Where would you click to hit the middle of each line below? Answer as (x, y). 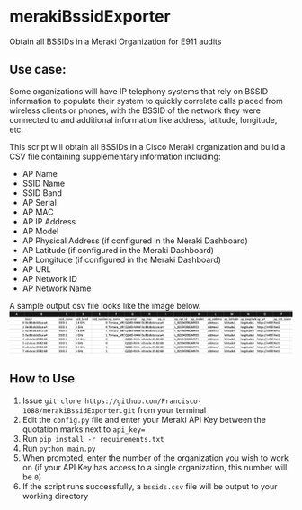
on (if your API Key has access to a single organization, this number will (155, 467)
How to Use (42, 379)
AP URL (36, 269)
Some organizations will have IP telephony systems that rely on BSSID (139, 91)
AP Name (40, 173)
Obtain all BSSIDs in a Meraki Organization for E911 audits (115, 41)
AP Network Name (57, 288)
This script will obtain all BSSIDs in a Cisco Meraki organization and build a (147, 146)
